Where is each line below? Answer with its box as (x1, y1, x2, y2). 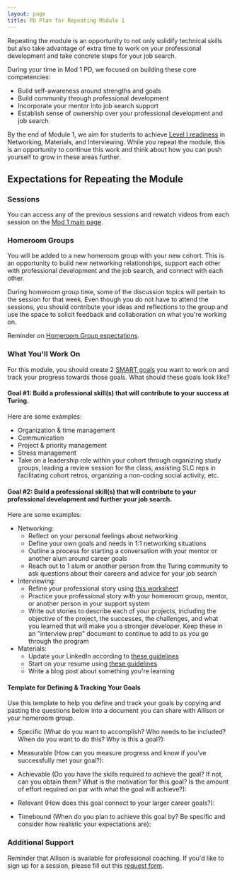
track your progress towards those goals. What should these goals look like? (7, 373, 230, 381)
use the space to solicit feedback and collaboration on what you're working (7, 310, 227, 319)
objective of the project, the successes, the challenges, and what (28, 615, 219, 623)
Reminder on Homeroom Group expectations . (7, 332, 140, 340)
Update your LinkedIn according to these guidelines (28, 652, 179, 661)
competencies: (7, 72, 51, 81)
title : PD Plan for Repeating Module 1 (7, 17, 125, 24)
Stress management (17, 448, 76, 457)
